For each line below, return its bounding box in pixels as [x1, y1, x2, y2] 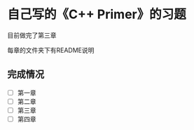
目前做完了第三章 [7, 31, 57, 39]
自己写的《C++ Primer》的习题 [7, 6, 187, 22]
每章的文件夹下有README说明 [7, 46, 95, 54]
